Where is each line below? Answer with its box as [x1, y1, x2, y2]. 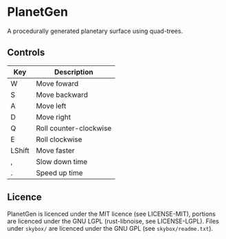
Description [54, 67, 94, 76]
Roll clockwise [36, 135, 82, 144]
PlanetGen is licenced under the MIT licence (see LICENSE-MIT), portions [7, 209, 216, 218]
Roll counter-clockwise [36, 123, 112, 133]
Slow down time [36, 157, 88, 166]
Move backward [36, 90, 88, 100]
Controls [7, 47, 45, 58]
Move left [36, 101, 67, 111]
